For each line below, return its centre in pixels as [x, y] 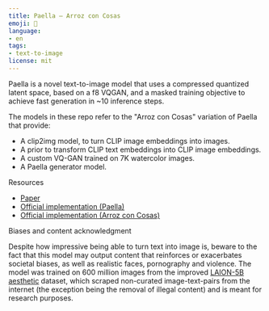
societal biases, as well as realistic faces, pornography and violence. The [130, 263]
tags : [17, 46]
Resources [26, 182]
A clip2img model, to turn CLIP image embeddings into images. [125, 141]
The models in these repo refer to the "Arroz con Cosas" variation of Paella [133, 116]
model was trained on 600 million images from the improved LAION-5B [126, 272]
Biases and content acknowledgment [70, 230]
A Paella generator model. [63, 166]
